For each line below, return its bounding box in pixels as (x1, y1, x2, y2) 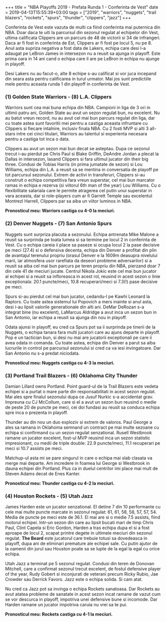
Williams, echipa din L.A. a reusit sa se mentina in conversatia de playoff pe (5, 166, 159, 172)
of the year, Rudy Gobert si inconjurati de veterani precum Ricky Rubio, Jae (5, 571, 159, 577)
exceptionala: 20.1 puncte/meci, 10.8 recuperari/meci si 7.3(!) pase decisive (5, 279, 158, 285)
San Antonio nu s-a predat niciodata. (5, 350, 80, 356)
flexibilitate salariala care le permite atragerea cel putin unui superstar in (5, 188, 152, 194)
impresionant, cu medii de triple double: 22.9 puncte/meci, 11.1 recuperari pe (5, 440, 161, 446)
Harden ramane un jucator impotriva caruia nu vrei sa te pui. (5, 602, 127, 608)
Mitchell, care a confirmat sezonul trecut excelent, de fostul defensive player (5, 566, 161, 572)
